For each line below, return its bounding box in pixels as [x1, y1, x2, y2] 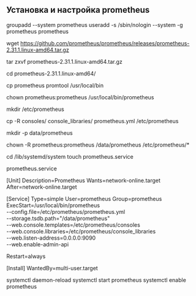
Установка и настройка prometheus [6, 5, 150, 15]
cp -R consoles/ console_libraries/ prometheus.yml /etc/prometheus [6, 117, 179, 124]
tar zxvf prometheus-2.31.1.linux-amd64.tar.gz [6, 58, 123, 65]
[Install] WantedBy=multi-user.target [6, 264, 98, 271]
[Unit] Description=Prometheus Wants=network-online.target [6, 176, 161, 184]
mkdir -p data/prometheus [6, 129, 73, 137]
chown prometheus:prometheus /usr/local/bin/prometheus [6, 93, 154, 101]
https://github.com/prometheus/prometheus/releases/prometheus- [20, 39, 190, 47]
